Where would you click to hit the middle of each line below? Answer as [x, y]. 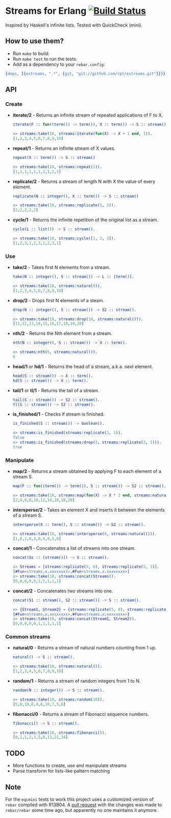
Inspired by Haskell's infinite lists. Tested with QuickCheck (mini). [74, 25]
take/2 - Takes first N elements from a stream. [62, 268]
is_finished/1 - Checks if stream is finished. [58, 414]
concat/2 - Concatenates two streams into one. [63, 591]
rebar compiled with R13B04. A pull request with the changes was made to [84, 805]
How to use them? [35, 41]
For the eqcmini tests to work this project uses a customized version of [80, 799]
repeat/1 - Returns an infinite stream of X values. [64, 148]
